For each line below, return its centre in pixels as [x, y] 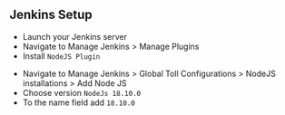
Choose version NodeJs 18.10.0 [82, 92]
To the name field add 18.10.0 [79, 102]
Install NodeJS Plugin [61, 56]
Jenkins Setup [51, 15]
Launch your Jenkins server [74, 36]
